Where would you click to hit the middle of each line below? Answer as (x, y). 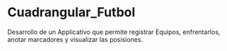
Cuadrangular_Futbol (72, 12)
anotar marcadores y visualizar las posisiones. (75, 39)
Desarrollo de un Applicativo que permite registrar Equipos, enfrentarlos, (114, 32)
